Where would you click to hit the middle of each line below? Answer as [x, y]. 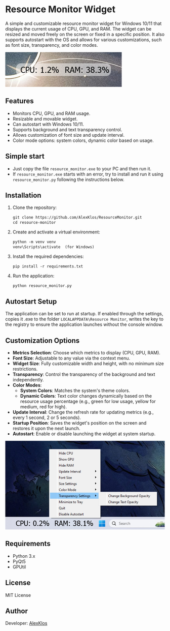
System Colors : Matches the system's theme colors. [75, 390]
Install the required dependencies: [48, 257]
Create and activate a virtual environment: [56, 232]
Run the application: [33, 276]
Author [16, 611]
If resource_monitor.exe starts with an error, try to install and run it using [88, 174]
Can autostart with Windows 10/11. [48, 124]
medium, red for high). [44, 407]
